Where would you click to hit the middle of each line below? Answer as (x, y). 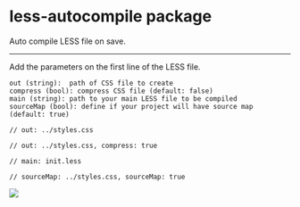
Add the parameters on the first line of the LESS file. (105, 66)
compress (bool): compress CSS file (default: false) (112, 91)
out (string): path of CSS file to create (92, 83)
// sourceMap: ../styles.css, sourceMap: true (97, 177)
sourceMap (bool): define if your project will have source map (131, 106)
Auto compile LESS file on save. (68, 41)
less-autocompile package (111, 17)
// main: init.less (46, 161)
